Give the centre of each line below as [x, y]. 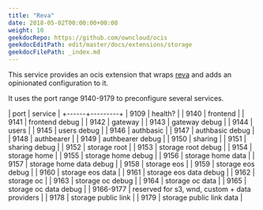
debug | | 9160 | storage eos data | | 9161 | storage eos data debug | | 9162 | [131, 172]
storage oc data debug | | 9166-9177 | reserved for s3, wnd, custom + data [130, 189]
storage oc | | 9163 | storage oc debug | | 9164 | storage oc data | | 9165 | [128, 181]
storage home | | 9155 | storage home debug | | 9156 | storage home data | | [131, 156]
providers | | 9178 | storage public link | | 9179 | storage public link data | [126, 197]
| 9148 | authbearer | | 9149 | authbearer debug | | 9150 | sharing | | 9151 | [127, 139]
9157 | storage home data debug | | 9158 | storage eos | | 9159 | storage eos [131, 164]
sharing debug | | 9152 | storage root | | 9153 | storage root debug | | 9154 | [130, 147]
